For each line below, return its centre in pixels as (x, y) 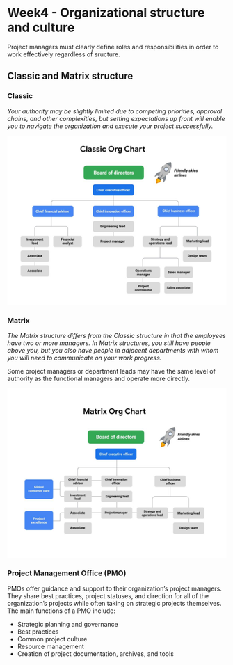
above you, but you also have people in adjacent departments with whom (113, 351)
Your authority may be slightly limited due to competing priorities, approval (115, 111)
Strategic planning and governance (67, 624)
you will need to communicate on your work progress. (85, 358)
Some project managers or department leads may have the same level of (111, 371)
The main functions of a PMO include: (62, 611)
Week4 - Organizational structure (106, 13)
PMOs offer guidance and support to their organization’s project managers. (115, 588)
